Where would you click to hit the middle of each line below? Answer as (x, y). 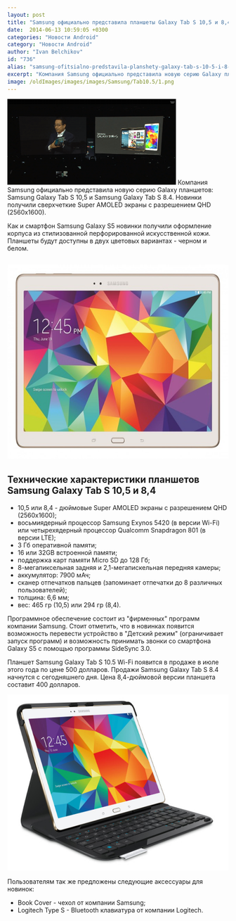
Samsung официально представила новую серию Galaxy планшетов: (111, 189)
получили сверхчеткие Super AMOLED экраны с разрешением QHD (109, 205)
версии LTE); (37, 538)
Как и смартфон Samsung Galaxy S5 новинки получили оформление (110, 226)
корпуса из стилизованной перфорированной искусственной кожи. (109, 233)
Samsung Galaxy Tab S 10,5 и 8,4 (82, 491)
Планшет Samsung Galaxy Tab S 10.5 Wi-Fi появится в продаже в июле (113, 662)
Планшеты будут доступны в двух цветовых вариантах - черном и (107, 241)
